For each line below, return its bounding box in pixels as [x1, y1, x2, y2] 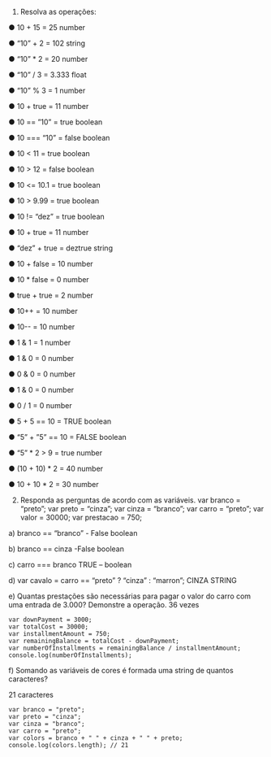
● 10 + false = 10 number [8, 259, 93, 268]
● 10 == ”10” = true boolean [8, 117, 103, 127]
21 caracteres [8, 690, 54, 699]
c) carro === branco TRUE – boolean [8, 560, 132, 569]
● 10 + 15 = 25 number [8, 23, 86, 32]
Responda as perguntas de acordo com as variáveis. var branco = [19, 495, 241, 505]
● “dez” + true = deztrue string [8, 243, 114, 253]
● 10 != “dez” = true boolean [8, 211, 105, 221]
